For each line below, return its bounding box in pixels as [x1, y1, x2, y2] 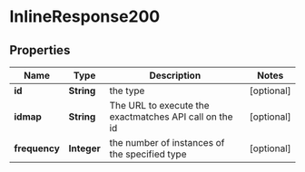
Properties [9, 43, 71, 58]
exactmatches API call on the [109, 110, 233, 123]
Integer [68, 142, 102, 155]
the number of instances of [109, 137, 225, 148]
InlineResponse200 [9, 6, 161, 27]
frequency [14, 142, 61, 155]
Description [149, 70, 202, 81]
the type [109, 84, 145, 97]
